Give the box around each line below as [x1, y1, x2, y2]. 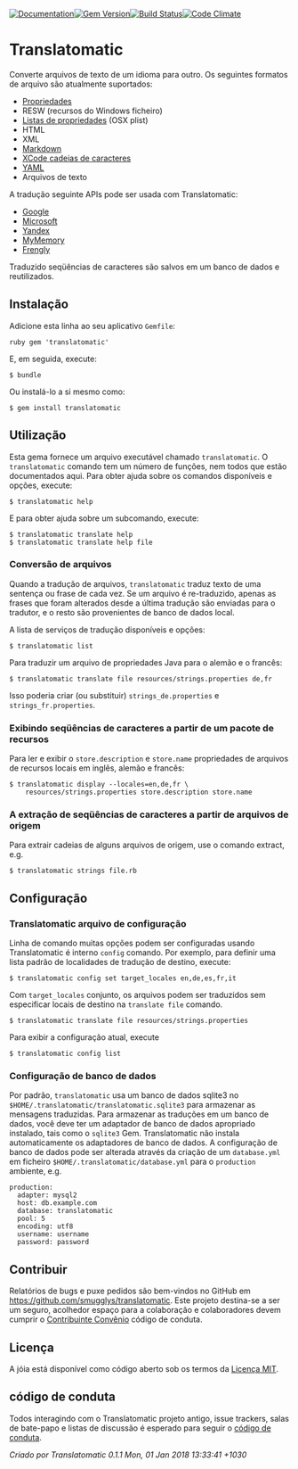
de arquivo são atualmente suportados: [9, 78, 153, 89]
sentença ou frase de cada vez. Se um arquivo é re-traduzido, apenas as [9, 588, 277, 598]
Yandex [21, 225, 51, 235]
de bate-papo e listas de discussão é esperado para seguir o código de [9, 1423, 271, 1433]
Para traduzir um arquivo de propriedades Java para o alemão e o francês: [9, 656, 283, 668]
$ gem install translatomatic [9, 403, 122, 412]
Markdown [21, 143, 62, 153]
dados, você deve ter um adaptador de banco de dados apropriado [9, 1118, 256, 1129]
